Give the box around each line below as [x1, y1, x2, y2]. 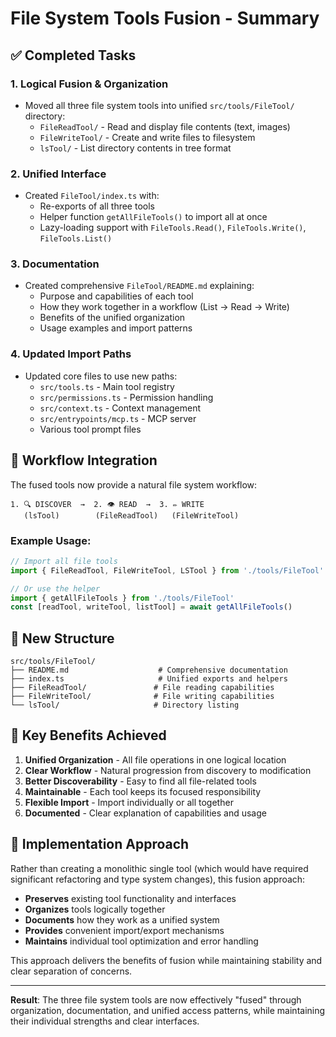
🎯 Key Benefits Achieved [10, 727, 167, 744]
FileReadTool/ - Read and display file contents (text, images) [39, 120, 291, 132]
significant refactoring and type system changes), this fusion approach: [10, 873, 306, 885]
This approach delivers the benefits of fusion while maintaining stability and [10, 954, 323, 966]
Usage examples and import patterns [39, 322, 193, 334]
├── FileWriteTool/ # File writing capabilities [10, 692, 275, 702]
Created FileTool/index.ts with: [24, 190, 160, 202]
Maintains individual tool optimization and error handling [24, 935, 259, 947]
